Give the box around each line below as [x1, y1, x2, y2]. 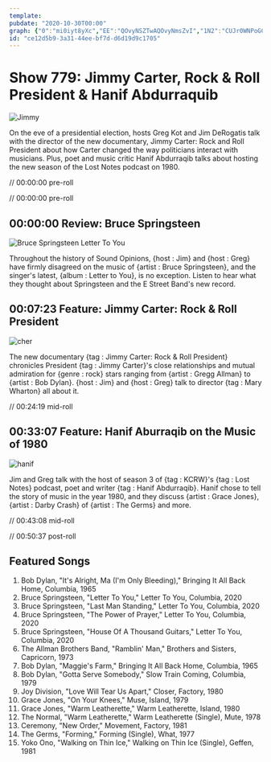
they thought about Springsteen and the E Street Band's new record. [9, 279, 236, 289]
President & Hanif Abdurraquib [9, 86, 219, 104]
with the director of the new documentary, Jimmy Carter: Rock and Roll [9, 137, 244, 146]
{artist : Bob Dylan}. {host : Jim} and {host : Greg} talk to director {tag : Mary [9, 377, 262, 387]
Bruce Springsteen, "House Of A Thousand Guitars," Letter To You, [20, 627, 243, 637]
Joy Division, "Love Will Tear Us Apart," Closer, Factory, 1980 [20, 686, 224, 696]
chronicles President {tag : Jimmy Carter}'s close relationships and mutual [9, 360, 256, 370]
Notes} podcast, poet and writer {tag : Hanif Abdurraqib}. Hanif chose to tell [9, 483, 261, 493]
